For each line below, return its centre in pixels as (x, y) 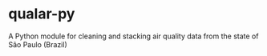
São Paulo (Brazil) (38, 44)
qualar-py (42, 14)
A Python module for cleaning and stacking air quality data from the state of (133, 36)
